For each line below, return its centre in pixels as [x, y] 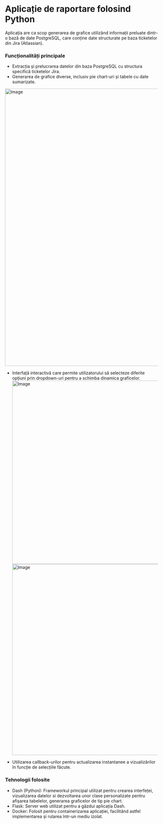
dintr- [152, 33]
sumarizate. [24, 82]
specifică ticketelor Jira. [36, 72]
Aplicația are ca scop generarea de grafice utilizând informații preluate [75, 33]
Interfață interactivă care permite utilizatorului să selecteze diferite [78, 373]
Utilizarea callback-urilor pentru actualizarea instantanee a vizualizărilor [84, 762]
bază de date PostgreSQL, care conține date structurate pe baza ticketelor [83, 38]
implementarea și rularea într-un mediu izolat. [57, 816]
